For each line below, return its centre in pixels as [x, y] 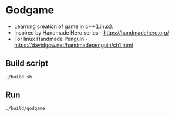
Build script [27, 63]
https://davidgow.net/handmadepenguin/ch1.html [73, 45]
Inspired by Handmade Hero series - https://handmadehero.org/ [92, 32]
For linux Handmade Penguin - [51, 39]
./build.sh [19, 77]
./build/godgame [25, 108]
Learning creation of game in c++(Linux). [64, 26]
